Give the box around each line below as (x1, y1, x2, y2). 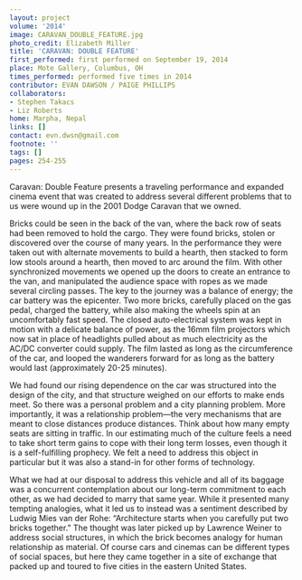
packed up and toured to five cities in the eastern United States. (9, 560, 247, 571)
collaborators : (9, 89, 67, 98)
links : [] (9, 123, 47, 132)
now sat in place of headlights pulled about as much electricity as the (9, 333, 269, 344)
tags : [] (9, 147, 42, 157)
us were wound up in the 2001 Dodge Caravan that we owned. (9, 200, 241, 211)
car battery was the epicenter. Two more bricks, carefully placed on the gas (9, 295, 292, 306)
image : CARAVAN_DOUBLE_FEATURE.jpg (9, 30, 144, 39)
